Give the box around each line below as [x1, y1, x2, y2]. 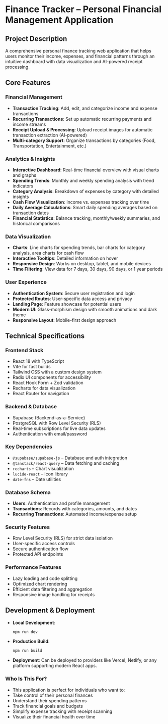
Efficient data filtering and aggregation [12, 586, 93, 592]
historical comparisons [12, 220, 60, 226]
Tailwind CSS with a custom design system [12, 369, 102, 375]
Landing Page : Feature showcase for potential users [12, 301, 122, 307]
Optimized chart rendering [12, 581, 67, 587]
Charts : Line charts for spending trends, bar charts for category [12, 245, 145, 251]
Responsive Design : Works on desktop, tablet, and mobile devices [12, 261, 151, 267]
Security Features [5, 524, 50, 531]
